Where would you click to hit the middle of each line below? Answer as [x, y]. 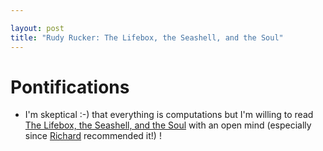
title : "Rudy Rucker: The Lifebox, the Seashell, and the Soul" [147, 37]
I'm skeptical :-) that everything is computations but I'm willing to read [169, 115]
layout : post [37, 28]
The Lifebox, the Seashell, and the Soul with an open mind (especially [168, 125]
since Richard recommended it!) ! [93, 136]
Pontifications [70, 87]
